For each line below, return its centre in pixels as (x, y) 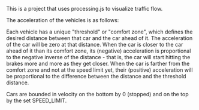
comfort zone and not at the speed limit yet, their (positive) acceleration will (99, 70)
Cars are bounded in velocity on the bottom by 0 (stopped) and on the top (97, 94)
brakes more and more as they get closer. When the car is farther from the (98, 63)
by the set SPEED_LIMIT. (37, 100)
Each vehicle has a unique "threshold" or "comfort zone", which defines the (99, 32)
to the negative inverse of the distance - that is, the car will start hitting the (98, 57)
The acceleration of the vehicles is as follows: (63, 20)
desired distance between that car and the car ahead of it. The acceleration (99, 38)
